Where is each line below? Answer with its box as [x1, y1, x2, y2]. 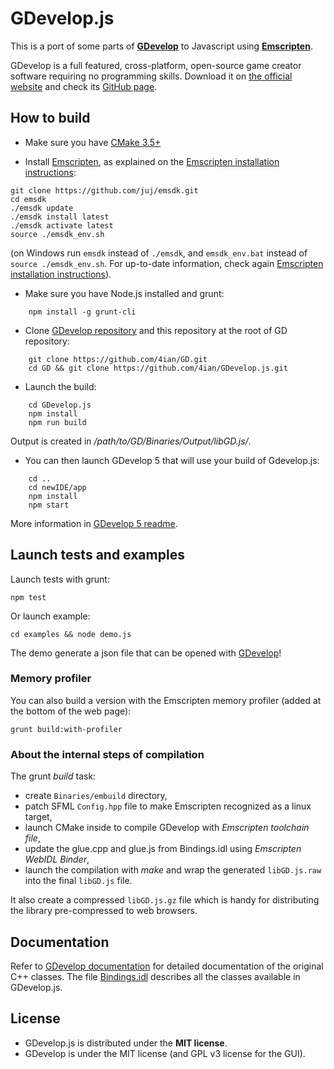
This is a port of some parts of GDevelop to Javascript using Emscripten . [10, 40, 313, 52]
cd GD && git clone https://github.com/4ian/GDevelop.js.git [28, 363, 288, 373]
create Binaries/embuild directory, [24, 790, 168, 802]
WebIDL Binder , [24, 853, 90, 866]
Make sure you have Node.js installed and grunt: [24, 287, 225, 299]
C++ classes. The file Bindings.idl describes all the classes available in [10, 970, 301, 982]
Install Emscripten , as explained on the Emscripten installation [24, 155, 280, 167]
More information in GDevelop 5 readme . [10, 517, 178, 529]
